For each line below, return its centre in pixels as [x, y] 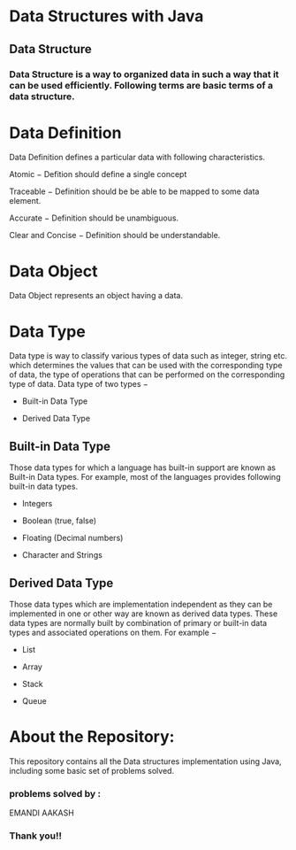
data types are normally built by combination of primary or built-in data [138, 622]
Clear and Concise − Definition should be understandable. [115, 236]
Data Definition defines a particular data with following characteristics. [137, 158]
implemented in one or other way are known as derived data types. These [144, 614]
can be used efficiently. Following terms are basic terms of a [141, 85]
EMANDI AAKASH [42, 813]
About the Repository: [92, 737]
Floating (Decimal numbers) [72, 538]
